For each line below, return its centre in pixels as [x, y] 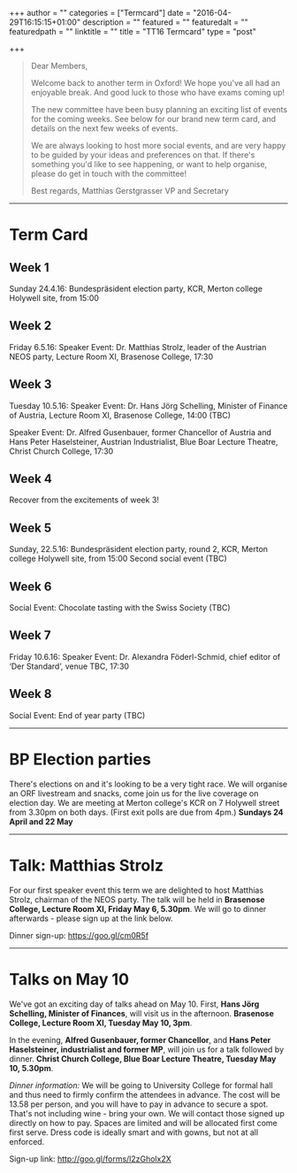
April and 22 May [41, 821]
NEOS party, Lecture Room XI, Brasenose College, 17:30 [111, 356]
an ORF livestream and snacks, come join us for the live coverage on [134, 793]
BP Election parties [80, 759]
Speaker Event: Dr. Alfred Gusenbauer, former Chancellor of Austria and [140, 432]
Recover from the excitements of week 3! [84, 500]
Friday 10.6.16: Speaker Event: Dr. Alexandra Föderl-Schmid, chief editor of [145, 656]
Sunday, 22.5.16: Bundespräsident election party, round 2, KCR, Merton [138, 549]
